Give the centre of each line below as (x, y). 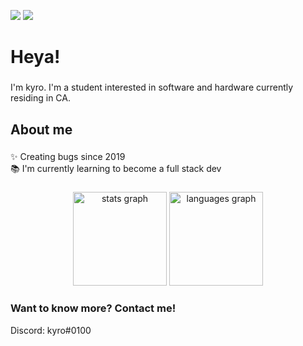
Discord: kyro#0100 (51, 330)
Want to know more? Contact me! (93, 308)
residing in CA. (40, 98)
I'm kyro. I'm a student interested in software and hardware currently (152, 87)
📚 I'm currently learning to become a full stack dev (116, 169)
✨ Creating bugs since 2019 (68, 157)
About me (41, 129)
